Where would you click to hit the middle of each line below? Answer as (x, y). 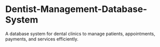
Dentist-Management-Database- (76, 9)
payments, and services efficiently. (42, 39)
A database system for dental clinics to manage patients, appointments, (80, 33)
